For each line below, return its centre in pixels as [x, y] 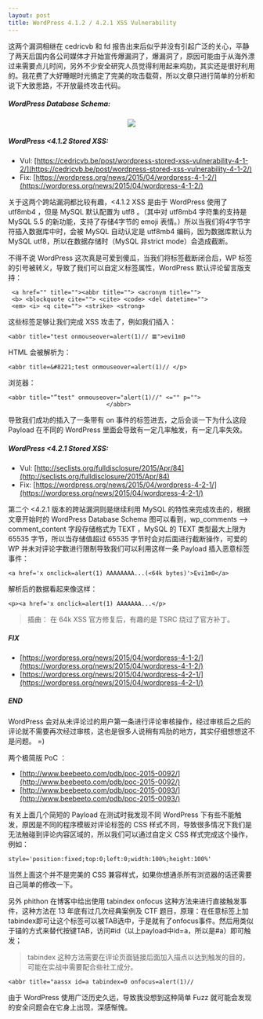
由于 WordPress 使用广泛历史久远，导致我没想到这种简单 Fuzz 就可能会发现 [130, 998]
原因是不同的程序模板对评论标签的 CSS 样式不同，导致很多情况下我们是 [137, 825]
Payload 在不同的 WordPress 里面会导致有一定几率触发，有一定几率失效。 [127, 430]
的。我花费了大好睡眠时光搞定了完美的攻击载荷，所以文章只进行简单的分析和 [131, 75]
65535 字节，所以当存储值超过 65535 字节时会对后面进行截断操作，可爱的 [128, 539]
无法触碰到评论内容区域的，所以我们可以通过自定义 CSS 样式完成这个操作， [130, 834]
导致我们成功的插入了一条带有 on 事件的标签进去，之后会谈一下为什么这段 [127, 420]
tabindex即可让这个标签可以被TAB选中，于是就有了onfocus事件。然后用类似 [131, 921]
